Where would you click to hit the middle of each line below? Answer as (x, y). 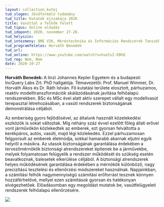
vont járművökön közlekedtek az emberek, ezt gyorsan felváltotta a (72, 128)
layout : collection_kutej (31, 9)
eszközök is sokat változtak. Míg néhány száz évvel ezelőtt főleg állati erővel (82, 123)
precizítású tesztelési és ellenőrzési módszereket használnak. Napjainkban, (81, 170)
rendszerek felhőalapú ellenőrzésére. (42, 190)
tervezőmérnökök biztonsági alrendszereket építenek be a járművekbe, (76, 149)
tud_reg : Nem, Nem (24, 59)
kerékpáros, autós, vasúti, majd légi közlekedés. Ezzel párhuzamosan (75, 134)
